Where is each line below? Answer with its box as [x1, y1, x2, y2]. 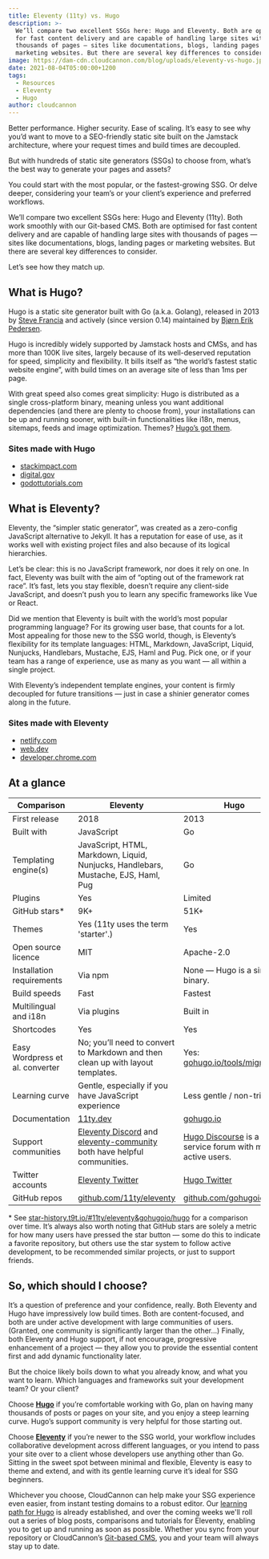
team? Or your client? [8, 1383, 79, 1393]
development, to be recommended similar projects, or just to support [8, 1247, 235, 1257]
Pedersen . [8, 323, 42, 333]
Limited [183, 892, 211, 903]
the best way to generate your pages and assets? [8, 164, 171, 174]
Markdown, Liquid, [78, 850, 148, 861]
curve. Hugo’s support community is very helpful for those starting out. [8, 1416, 243, 1426]
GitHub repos [12, 1192, 62, 1204]
